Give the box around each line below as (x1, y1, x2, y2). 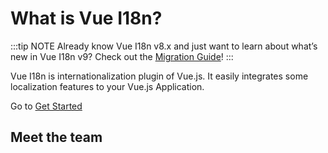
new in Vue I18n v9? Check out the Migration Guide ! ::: (10, 50, 234, 62)
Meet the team (10, 129, 103, 146)
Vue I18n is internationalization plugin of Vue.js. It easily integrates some (10, 70, 309, 82)
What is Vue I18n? (10, 7, 163, 30)
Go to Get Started (10, 100, 83, 112)
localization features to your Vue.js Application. (10, 80, 205, 92)
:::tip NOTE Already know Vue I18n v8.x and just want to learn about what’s (10, 40, 318, 52)
